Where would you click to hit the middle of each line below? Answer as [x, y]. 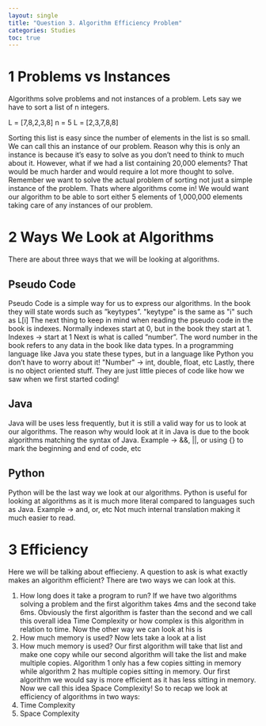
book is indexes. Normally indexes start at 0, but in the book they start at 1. [130, 328]
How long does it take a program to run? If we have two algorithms [128, 595]
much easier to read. [42, 518]
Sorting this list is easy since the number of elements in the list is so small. [129, 138]
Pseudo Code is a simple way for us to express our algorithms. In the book [129, 303]
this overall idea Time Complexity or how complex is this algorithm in [131, 621]
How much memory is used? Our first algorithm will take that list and [131, 646]
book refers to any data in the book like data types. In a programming [121, 345]
